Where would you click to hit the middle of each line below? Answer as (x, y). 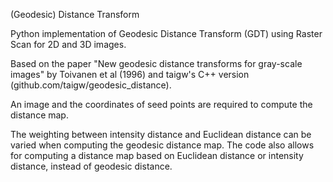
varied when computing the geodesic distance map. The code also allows (162, 145)
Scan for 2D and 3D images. (68, 44)
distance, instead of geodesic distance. (91, 166)
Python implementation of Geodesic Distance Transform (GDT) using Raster (166, 33)
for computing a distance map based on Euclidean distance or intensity (157, 155)
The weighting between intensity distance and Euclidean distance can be (161, 134)
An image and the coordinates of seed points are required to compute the (161, 104)
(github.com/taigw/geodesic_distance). (91, 85)
